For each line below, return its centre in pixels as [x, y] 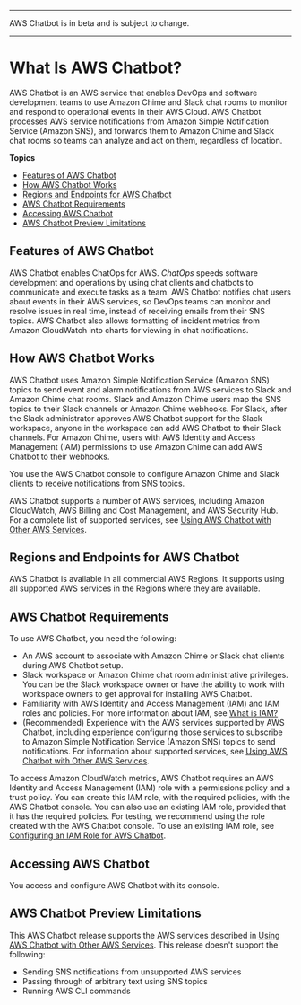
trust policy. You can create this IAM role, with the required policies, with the [150, 798]
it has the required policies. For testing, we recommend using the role [138, 816]
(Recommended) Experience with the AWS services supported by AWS [153, 723]
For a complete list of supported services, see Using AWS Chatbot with [140, 520]
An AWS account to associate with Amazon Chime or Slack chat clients [153, 656]
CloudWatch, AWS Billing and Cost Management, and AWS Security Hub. [144, 510]
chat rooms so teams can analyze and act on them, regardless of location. [146, 140]
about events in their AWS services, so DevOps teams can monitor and [140, 301]
